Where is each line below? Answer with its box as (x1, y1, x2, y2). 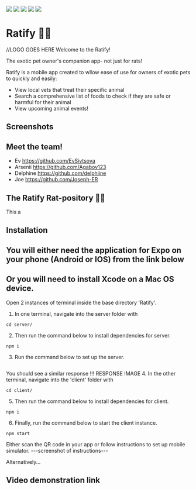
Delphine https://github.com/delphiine (14, 170, 106, 177)
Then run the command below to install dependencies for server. (14, 332, 171, 339)
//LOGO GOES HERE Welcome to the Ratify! (6, 46, 111, 53)
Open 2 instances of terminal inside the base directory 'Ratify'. (6, 299, 157, 306)
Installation (6, 225, 48, 235)
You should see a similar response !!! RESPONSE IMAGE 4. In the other (6, 370, 176, 377)
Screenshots (6, 122, 54, 132)
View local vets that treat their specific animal (14, 86, 125, 93)
